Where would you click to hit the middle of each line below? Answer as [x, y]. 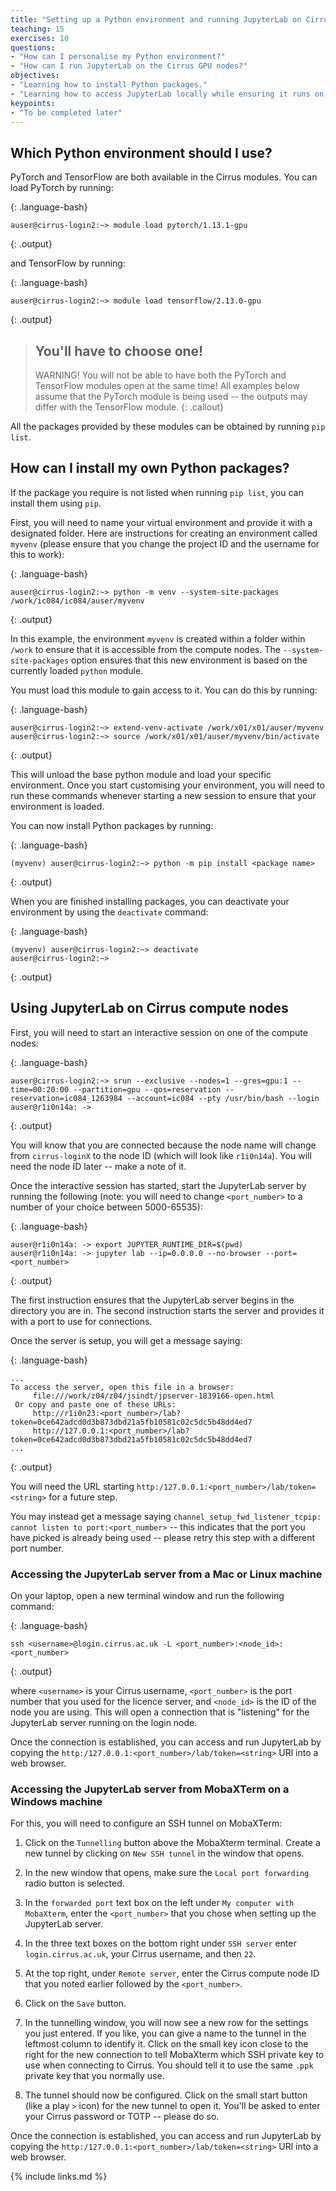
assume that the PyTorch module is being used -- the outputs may [171, 396]
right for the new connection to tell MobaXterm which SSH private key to [174, 2055]
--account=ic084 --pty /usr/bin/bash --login [223, 1098]
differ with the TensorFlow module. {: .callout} [129, 407]
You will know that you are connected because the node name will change [163, 1145]
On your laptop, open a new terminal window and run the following [147, 1595]
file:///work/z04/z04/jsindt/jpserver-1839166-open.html [153, 1396]
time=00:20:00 [40, 1089]
